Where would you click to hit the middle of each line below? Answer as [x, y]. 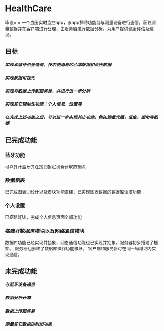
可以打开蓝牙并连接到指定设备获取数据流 [45, 167]
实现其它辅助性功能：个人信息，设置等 [43, 104]
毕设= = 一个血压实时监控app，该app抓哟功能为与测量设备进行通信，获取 [78, 22]
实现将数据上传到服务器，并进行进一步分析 [48, 91]
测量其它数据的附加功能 [28, 324]
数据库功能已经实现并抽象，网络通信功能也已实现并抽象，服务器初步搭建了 [79, 242]
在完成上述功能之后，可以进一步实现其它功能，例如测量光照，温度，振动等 [79, 117]
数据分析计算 [18, 298]
